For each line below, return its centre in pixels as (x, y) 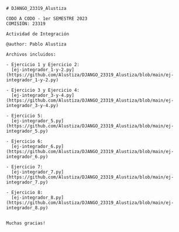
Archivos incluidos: (31, 54)
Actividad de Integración (37, 34)
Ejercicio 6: (27, 141)
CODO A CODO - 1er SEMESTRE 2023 (47, 19)
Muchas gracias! (26, 223)
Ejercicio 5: (27, 116)
